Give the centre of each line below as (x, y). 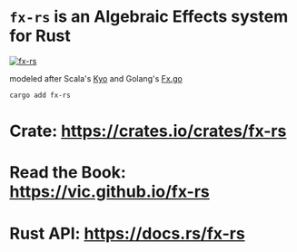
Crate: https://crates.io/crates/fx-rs (148, 131)
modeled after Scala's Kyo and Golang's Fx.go (96, 78)
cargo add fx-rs (40, 95)
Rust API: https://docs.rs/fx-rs (127, 233)
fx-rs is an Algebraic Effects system (149, 17)
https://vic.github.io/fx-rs (110, 192)
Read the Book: (68, 173)
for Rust (40, 36)
